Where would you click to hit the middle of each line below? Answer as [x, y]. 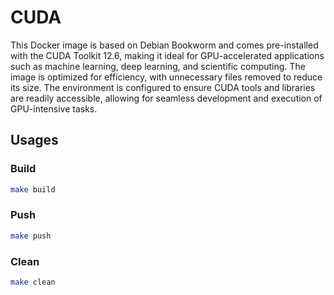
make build [33, 189]
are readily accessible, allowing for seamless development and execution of [166, 98]
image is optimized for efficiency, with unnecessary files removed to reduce [166, 77]
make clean [33, 282]
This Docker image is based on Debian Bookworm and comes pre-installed [164, 45]
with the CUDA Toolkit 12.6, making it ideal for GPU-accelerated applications [167, 55]
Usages [34, 140]
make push [31, 236]
